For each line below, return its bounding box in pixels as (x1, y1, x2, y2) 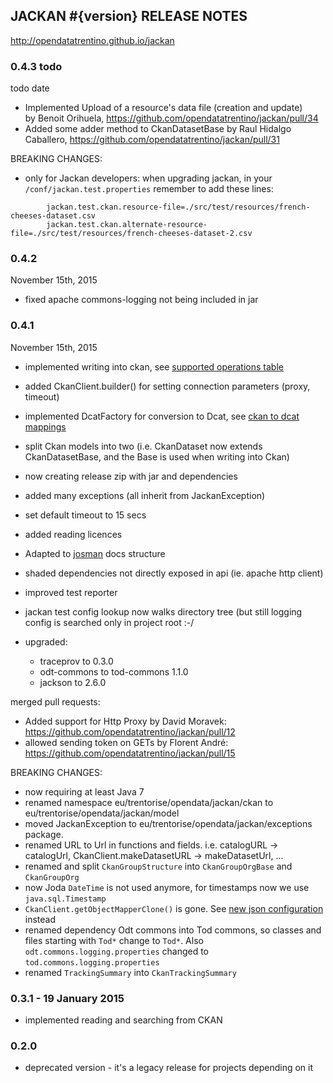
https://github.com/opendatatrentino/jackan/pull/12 (24, 725, 236, 738)
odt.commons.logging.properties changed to (24, 945, 210, 957)
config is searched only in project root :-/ (24, 616, 195, 628)
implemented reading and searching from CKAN (24, 1014, 223, 1026)
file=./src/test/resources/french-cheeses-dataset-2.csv (10, 229, 253, 239)
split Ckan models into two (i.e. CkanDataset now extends (24, 440, 263, 452)
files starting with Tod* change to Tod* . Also (24, 934, 204, 946)
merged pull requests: (10, 695, 101, 708)
